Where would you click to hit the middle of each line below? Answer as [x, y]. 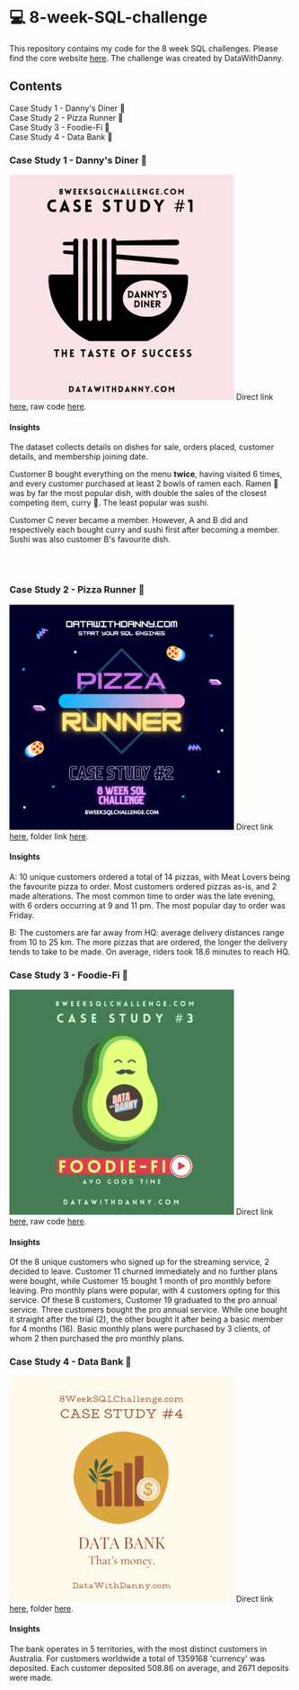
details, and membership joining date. [79, 456]
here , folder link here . [49, 836]
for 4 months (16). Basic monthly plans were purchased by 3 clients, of [140, 1329]
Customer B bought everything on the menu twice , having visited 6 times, [146, 474]
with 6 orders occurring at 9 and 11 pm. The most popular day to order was [147, 905]
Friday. [22, 915]
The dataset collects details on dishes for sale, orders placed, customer [142, 447]
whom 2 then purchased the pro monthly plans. [97, 1339]
